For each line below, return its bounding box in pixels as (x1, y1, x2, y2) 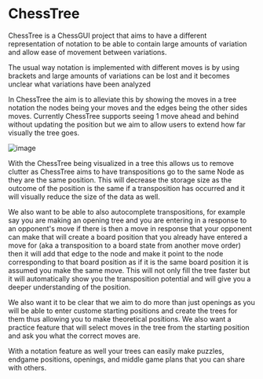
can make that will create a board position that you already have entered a (8, 232, 248, 241)
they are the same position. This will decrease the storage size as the (8, 175, 232, 185)
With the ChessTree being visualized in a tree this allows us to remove (8, 158, 234, 167)
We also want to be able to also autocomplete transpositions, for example (8, 207, 246, 216)
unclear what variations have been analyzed (8, 79, 152, 89)
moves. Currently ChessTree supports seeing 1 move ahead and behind (8, 111, 239, 120)
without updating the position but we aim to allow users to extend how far (8, 120, 246, 129)
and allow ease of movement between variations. (8, 47, 167, 57)
